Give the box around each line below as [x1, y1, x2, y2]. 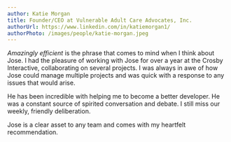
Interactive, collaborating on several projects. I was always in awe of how [7, 64, 218, 72]
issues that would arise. [7, 78, 76, 87]
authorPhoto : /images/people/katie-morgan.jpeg [7, 29, 149, 37]
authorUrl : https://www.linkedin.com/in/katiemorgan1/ [7, 23, 171, 30]
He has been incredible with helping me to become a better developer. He [7, 92, 220, 101]
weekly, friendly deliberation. [7, 107, 91, 115]
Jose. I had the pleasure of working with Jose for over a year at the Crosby [7, 57, 223, 65]
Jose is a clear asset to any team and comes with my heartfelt [7, 120, 186, 129]
